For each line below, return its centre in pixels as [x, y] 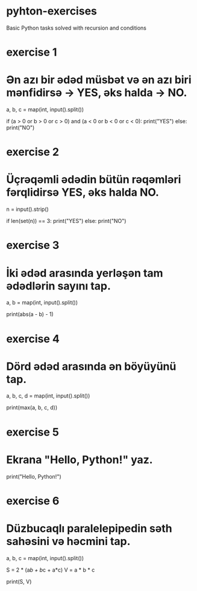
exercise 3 [33, 245]
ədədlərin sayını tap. [59, 286]
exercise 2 [33, 152]
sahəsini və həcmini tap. [68, 541]
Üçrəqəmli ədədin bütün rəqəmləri [94, 180]
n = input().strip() [28, 209]
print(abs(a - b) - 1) [30, 314]
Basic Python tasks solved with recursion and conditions [76, 28]
